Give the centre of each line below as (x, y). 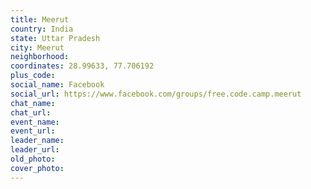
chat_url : (31, 112)
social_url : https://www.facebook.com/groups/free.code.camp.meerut (156, 94)
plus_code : (33, 76)
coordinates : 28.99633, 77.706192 (82, 66)
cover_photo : (37, 168)
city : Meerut (37, 47)
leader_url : (35, 150)
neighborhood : (40, 57)
